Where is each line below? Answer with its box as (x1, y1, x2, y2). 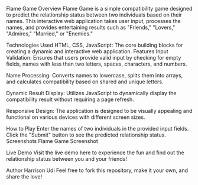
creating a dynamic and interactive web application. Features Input (6, 48, 168, 55)
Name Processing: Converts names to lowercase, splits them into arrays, (6, 72, 183, 79)
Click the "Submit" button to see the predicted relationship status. (6, 131, 167, 138)
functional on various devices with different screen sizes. (6, 113, 145, 121)
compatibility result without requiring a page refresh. (6, 96, 134, 103)
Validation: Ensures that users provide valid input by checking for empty (6, 54, 181, 61)
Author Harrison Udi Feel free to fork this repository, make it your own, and (6, 167, 188, 174)
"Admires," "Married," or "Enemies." (6, 30, 93, 37)
